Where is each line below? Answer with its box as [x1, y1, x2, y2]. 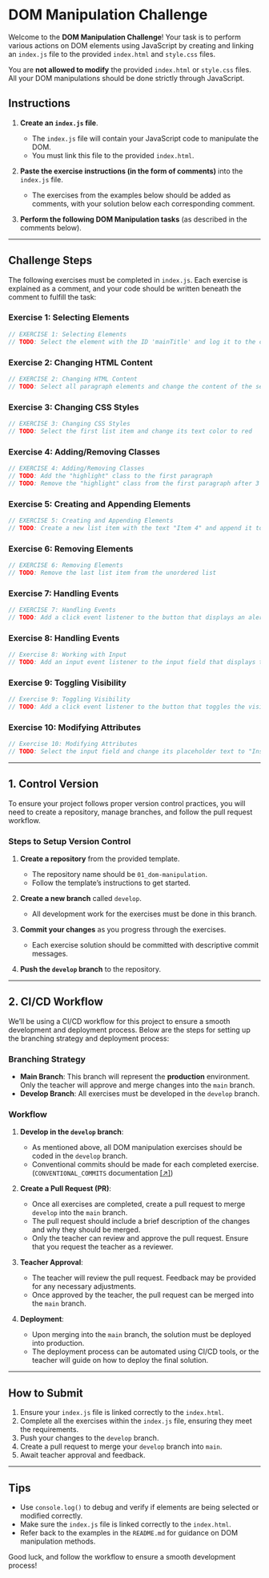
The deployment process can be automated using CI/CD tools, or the [31, 1347, 259, 1356]
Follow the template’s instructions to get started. [31, 878, 191, 888]
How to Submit [8, 1386, 84, 1400]
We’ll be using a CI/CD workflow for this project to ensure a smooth [8, 1016, 231, 1025]
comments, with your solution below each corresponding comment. [31, 198, 255, 208]
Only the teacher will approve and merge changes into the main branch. [19, 1080, 255, 1090]
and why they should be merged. [31, 1225, 141, 1234]
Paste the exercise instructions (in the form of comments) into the [19, 166, 243, 176]
